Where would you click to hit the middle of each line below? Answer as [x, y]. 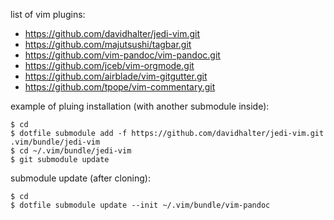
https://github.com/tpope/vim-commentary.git [120, 87]
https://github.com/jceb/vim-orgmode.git [109, 65]
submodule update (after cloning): [80, 178]
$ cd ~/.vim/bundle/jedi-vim [71, 151]
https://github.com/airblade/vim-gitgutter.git [116, 76]
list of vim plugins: [48, 14]
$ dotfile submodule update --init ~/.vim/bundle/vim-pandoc [140, 205]
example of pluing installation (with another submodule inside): [140, 106]
